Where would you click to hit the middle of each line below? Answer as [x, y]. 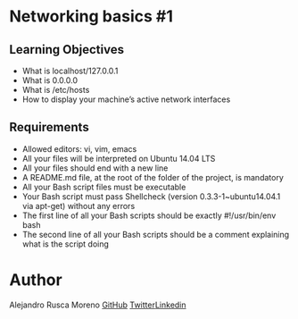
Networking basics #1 [91, 17]
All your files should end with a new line [95, 168]
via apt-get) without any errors [79, 206]
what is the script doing [66, 244]
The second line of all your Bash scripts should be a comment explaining [156, 234]
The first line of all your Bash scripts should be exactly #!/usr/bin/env [149, 215]
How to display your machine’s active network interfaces [126, 99]
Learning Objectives [67, 50]
